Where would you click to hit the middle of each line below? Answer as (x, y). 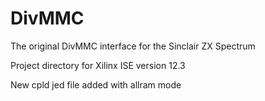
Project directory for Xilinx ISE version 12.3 (98, 65)
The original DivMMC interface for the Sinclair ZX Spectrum (133, 46)
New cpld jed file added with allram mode (96, 84)
